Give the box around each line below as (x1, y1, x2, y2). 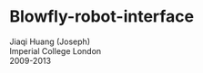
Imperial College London (9, 45, 102, 56)
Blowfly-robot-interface (9, 6, 194, 27)
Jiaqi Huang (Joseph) (9, 36, 91, 47)
